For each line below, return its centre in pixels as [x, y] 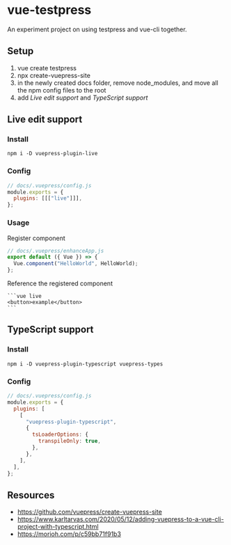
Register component [37, 238]
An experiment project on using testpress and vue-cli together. [97, 29]
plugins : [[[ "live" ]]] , [48, 198]
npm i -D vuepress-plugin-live [53, 154]
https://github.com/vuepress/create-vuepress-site [89, 512]
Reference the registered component [60, 283]
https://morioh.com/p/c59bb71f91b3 [69, 534]
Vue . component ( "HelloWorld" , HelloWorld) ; [76, 264]
